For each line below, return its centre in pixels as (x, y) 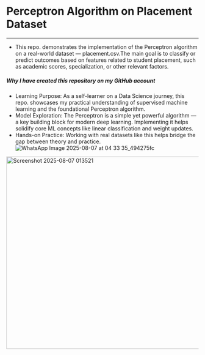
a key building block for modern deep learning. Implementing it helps (102, 122)
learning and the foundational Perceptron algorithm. (80, 109)
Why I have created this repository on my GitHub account (81, 80)
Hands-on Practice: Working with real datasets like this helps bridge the (105, 135)
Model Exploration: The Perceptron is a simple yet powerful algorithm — (106, 115)
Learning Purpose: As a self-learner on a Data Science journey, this (100, 95)
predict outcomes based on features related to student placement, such (106, 60)
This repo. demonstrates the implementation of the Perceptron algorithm (106, 47)
